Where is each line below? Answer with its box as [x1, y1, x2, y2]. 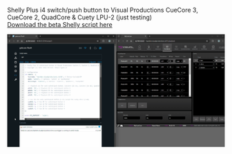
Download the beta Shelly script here [7, 21, 113, 28]
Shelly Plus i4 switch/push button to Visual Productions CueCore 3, [7, 6, 198, 14]
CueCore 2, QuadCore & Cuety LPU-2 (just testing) [7, 13, 153, 21]
